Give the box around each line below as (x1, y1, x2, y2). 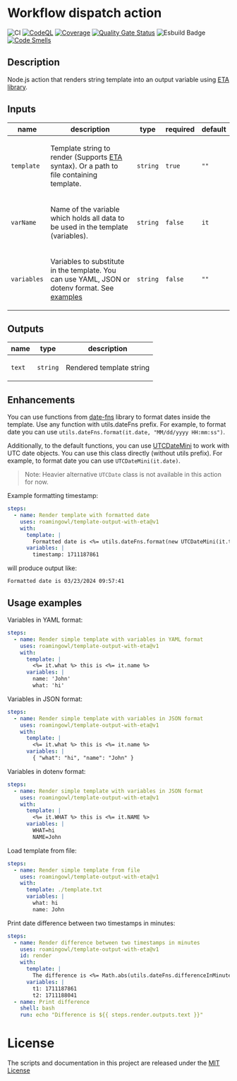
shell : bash (20, 1005, 55, 1012)
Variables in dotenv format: (7, 767, 86, 775)
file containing (50, 170, 97, 180)
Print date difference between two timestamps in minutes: (7, 918, 176, 927)
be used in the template (50, 221, 128, 231)
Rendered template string (66, 363, 150, 373)
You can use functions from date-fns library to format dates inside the (7, 412, 211, 422)
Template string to (50, 143, 111, 153)
